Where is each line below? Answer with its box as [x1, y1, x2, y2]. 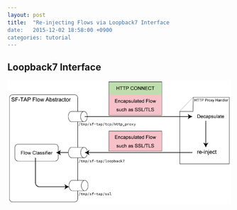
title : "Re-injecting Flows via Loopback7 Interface [7, 18, 170, 26]
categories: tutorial [7, 34, 72, 41]
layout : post [7, 11, 46, 18]
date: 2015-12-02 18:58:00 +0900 [7, 26, 113, 33]
